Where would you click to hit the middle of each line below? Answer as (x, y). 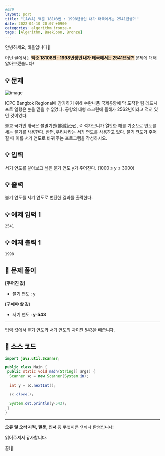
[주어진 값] (15, 283)
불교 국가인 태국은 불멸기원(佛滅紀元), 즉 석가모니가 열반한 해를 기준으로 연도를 (81, 125)
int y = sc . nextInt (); (33, 386)
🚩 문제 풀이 (21, 270)
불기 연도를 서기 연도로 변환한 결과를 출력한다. (49, 198)
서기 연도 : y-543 (29, 314)
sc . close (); (22, 394)
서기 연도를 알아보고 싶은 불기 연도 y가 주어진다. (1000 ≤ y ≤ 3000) (70, 168)
